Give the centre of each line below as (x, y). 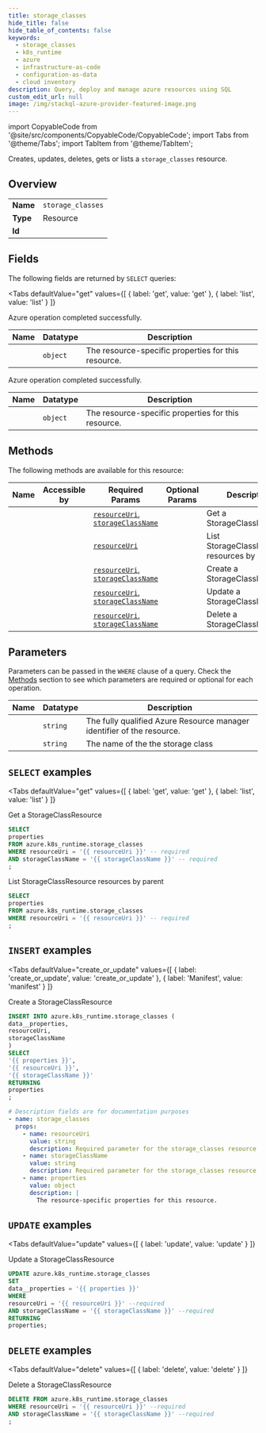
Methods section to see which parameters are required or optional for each (131, 680)
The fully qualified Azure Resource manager (168, 721)
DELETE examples (50, 1350)
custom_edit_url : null (46, 97)
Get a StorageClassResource (55, 815)
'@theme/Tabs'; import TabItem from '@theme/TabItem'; (101, 144)
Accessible (64, 490)
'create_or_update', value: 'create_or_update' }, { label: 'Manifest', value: (125, 978)
